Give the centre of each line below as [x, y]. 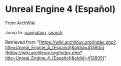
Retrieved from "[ [23, 42]
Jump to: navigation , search [34, 32]
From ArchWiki [20, 23]
